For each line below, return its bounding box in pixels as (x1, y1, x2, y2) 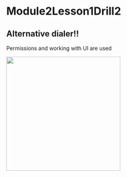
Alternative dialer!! (6, 29, 79, 39)
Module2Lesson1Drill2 (6, 4, 122, 18)
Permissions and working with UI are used (6, 44, 112, 52)
